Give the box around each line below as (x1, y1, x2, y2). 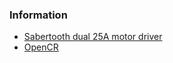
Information (9, 8, 68, 22)
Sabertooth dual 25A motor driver (23, 31, 163, 43)
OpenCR (23, 41, 59, 53)
